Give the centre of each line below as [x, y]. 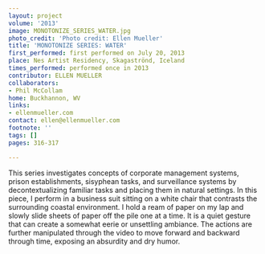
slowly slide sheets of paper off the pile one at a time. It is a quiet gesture [130, 215]
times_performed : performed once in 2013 [79, 68]
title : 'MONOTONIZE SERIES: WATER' [68, 46]
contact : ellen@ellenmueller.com [64, 121]
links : [19, 105]
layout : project [35, 16]
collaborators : [34, 83]
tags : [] [23, 135]
